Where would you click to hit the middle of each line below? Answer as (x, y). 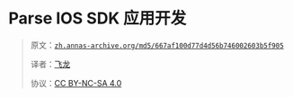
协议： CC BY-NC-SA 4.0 (76, 83)
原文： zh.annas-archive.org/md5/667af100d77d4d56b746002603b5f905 (157, 45)
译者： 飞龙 (50, 64)
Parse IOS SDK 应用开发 (98, 18)
